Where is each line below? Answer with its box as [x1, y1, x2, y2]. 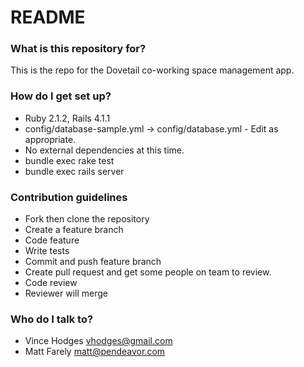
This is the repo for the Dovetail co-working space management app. [10, 64, 295, 76]
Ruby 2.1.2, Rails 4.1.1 [24, 112, 111, 124]
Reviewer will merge [24, 287, 109, 300]
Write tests [24, 245, 70, 257]
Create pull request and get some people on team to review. [24, 266, 272, 278]
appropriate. [24, 133, 77, 145]
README [10, 6, 86, 29]
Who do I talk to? [10, 312, 94, 326]
